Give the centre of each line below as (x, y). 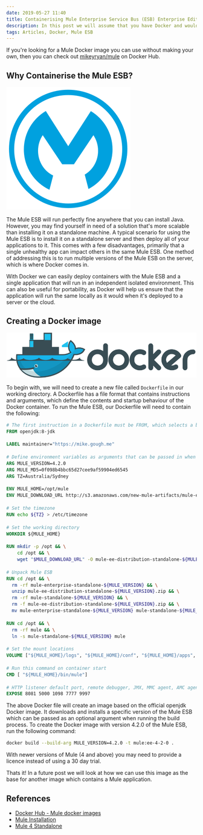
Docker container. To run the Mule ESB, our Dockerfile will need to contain (99, 407)
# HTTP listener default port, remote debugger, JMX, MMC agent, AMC (96, 688)
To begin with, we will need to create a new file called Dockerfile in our (95, 387)
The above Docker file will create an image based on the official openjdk (96, 705)
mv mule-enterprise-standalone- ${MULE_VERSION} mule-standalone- (96, 611)
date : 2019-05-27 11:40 (36, 13)
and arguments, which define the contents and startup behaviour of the (95, 400)
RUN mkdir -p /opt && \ (36, 547)
